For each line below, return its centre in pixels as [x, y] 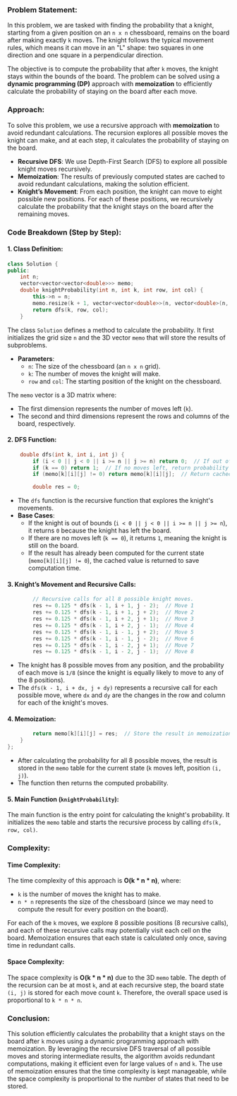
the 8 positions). [41, 680]
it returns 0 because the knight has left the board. [99, 530]
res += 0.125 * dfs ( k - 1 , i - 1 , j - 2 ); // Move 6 [113, 638]
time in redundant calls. [41, 946]
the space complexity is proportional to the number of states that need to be [118, 1078]
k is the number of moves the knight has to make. [89, 894]
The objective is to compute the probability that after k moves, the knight [113, 69]
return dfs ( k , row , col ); [71, 310]
